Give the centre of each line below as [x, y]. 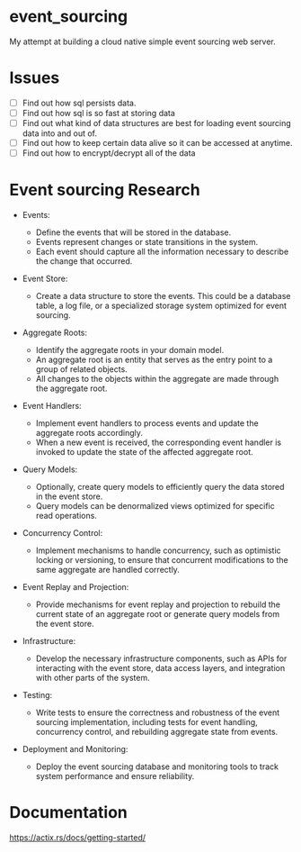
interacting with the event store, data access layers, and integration [160, 668]
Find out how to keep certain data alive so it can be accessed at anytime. [157, 143]
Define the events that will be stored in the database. [133, 232]
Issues [35, 78]
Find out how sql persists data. [79, 103]
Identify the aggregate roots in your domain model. [130, 350]
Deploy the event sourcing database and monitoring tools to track [157, 766]
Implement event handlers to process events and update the [147, 423]
